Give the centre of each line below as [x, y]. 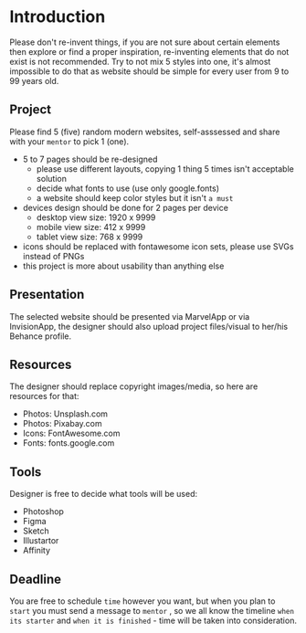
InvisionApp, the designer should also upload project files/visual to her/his [149, 326]
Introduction [58, 17]
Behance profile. [40, 336]
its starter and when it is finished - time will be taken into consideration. [153, 620]
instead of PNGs [53, 256]
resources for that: [44, 396]
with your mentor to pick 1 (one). [69, 141]
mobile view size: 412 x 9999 [91, 227]
